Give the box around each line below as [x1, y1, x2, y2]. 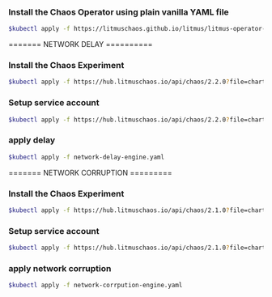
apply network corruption [8, 262, 112, 274]
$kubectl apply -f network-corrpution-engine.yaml [8, 282, 183, 290]
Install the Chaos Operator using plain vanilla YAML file [8, 6, 229, 18]
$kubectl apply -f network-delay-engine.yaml [8, 153, 164, 161]
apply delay [8, 134, 56, 146]
